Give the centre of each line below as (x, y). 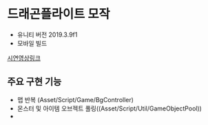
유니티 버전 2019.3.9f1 (47, 35)
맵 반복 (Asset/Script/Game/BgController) (75, 99)
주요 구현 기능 (34, 82)
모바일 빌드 (32, 43)
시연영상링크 (24, 58)
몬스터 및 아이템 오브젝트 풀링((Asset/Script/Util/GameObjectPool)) (109, 108)
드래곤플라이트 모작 (59, 14)
